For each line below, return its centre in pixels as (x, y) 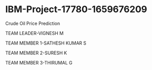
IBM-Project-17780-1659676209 (76, 9)
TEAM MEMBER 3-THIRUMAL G (39, 62)
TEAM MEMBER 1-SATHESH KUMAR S (46, 43)
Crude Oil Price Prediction (33, 23)
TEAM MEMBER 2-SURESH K (36, 53)
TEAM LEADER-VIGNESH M (35, 33)
